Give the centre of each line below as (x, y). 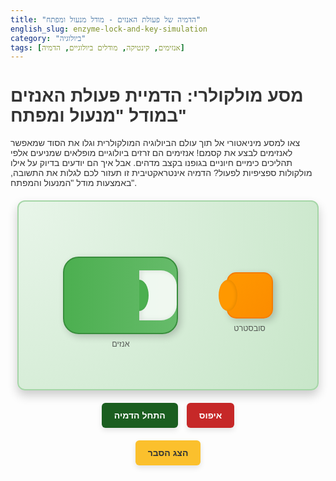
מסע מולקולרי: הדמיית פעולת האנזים (157, 96)
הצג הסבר (168, 453)
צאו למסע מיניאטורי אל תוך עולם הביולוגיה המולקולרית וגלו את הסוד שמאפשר (155, 143)
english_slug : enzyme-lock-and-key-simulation (109, 29)
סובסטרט (249, 329)
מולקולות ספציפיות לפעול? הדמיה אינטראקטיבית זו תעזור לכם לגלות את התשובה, (161, 173)
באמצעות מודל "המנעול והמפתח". (74, 183)
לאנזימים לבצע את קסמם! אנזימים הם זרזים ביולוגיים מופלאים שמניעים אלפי (151, 153)
